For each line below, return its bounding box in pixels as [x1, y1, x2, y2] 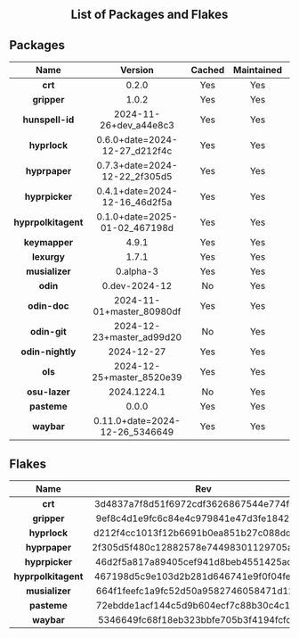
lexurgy [31, 251, 65, 263]
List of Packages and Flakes [70, 7, 229, 22]
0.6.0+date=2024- [96, 134, 178, 146]
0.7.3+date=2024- [96, 160, 178, 172]
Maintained [232, 64, 283, 77]
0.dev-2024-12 [101, 280, 173, 293]
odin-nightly [20, 345, 77, 358]
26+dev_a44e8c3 [99, 120, 175, 132]
